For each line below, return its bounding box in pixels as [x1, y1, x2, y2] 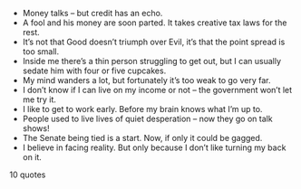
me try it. [22, 94, 57, 105]
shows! [22, 123, 50, 134]
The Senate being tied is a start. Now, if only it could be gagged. [22, 133, 263, 143]
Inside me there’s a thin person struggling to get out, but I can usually [22, 56, 282, 66]
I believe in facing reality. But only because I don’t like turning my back [22, 142, 286, 153]
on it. [22, 152, 43, 162]
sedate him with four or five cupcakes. [22, 65, 167, 76]
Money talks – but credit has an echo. [22, 8, 163, 18]
